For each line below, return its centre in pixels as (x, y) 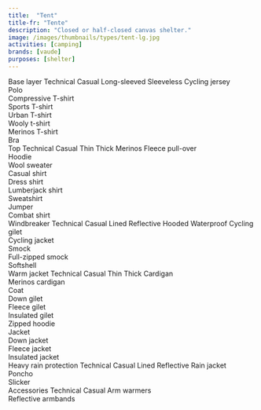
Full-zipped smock (38, 257)
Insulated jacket (34, 357)
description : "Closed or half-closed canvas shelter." (100, 30)
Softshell (22, 265)
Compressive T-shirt (41, 98)
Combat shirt (29, 215)
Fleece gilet (27, 306)
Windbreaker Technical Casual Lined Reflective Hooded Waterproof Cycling (131, 223)
